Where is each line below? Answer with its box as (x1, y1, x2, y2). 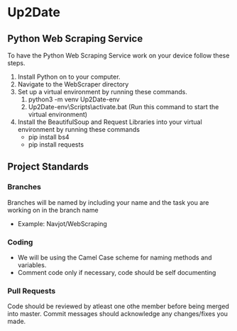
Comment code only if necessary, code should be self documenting (17, 268, 216, 276)
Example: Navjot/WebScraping (17, 219, 108, 228)
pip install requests (28, 140, 84, 149)
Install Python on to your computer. (17, 72, 121, 81)
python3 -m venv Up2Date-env (28, 95, 120, 103)
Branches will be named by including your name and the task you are (7, 198, 209, 206)
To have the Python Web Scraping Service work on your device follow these (7, 51, 230, 60)
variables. (17, 260, 47, 269)
